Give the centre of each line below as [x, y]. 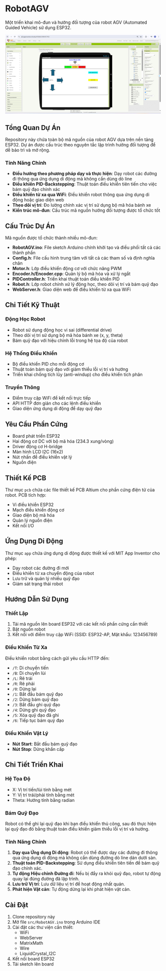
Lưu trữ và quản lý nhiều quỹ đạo [46, 578]
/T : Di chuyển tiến [30, 668]
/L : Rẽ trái [22, 678]
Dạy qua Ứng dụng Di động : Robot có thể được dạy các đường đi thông [85, 853]
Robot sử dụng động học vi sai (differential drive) [62, 330]
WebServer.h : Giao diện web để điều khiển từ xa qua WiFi [71, 289]
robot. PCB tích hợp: [26, 495]
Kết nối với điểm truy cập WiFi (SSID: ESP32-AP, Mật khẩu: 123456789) [85, 635]
